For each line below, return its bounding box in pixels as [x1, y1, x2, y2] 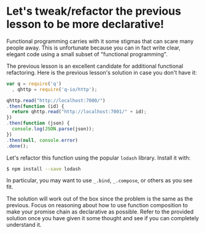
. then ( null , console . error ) [6, 137, 79, 143]
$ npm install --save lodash [6, 166, 81, 172]
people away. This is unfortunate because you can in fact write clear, [6, 44, 181, 51]
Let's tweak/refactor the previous [6, 4, 182, 18]
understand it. [6, 221, 42, 229]
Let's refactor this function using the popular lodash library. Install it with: [6, 154, 191, 161]
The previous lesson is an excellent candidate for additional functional [6, 62, 184, 70]
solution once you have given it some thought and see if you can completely [6, 215, 199, 222]
